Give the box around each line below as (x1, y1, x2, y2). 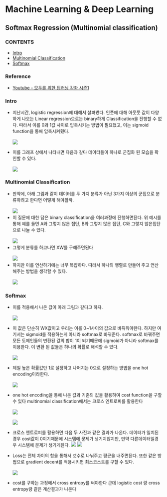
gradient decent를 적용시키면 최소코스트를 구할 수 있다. (25, 459, 135, 465)
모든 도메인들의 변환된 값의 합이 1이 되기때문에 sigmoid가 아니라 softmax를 (12, 337, 159, 343)
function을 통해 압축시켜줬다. (12, 128, 70, 134)
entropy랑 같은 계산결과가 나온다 (12, 486, 76, 492)
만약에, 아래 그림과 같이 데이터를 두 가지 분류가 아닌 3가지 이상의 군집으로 (12, 190, 155, 196)
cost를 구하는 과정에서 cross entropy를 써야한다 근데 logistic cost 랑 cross (12, 480, 161, 486)
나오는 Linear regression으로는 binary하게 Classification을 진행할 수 (21, 116, 157, 122)
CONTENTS (5, 38, 34, 45)
